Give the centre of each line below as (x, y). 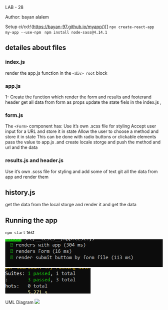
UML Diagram (19, 302)
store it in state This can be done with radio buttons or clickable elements (81, 137)
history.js (20, 192)
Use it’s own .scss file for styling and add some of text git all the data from (81, 171)
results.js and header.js (34, 161)
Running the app (31, 220)
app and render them (27, 177)
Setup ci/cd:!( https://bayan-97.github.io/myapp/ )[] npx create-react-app (80, 27)
